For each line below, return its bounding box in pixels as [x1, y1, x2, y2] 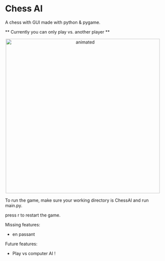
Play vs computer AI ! [12, 250, 56, 256]
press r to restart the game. [5, 212, 61, 218]
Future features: [5, 241, 38, 247]
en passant [12, 231, 35, 237]
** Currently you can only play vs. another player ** [5, 29, 110, 35]
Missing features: [5, 221, 40, 227]
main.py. [5, 202, 23, 208]
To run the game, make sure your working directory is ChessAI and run [5, 197, 149, 203]
